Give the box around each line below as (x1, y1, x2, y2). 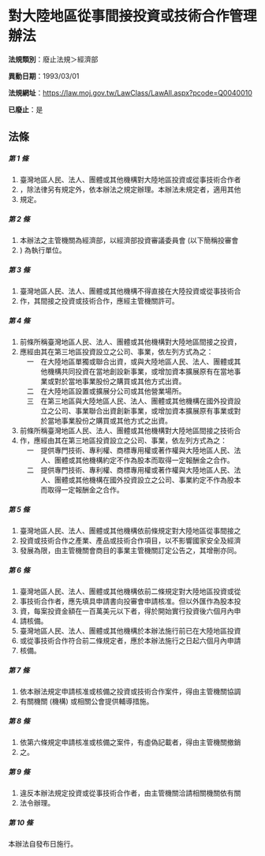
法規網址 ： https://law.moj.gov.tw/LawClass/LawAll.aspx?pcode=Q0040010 (8, 88, 252, 97)
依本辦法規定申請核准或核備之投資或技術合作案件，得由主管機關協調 (19, 687, 241, 697)
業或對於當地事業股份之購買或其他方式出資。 (40, 376, 186, 387)
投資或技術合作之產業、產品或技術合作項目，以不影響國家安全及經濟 (19, 536, 241, 545)
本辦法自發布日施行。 (8, 839, 77, 849)
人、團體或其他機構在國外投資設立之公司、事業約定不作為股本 (40, 475, 241, 485)
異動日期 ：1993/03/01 (8, 71, 80, 80)
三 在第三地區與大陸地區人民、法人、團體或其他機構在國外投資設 (26, 396, 241, 406)
